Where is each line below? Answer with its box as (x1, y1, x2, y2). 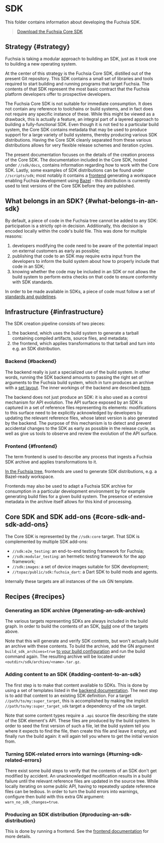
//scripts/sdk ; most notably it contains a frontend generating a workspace (5, 172, 156, 178)
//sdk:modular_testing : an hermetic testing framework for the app (12, 553, 146, 559)
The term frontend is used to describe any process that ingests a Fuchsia (5, 454, 152, 459)
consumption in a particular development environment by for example (5, 488, 145, 494)
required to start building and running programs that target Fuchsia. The (5, 81, 150, 86)
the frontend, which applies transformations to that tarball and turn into (12, 341, 155, 346)
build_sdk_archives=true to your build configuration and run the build (5, 648, 145, 654)
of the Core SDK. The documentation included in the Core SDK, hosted (5, 157, 147, 163)
